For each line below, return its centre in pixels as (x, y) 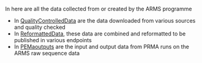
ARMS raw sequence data (47, 53)
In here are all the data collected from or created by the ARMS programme (99, 9)
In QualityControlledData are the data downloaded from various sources (105, 20)
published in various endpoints (53, 40)
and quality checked (40, 27)
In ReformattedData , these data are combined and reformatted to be (100, 34)
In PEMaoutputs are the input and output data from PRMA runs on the (102, 46)
